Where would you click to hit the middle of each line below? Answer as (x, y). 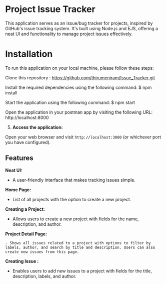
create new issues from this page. (42, 252)
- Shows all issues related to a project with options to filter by (78, 243)
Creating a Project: (25, 209)
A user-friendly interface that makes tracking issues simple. (74, 180)
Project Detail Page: (26, 234)
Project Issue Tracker (50, 9)
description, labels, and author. (44, 276)
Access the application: (38, 127)
